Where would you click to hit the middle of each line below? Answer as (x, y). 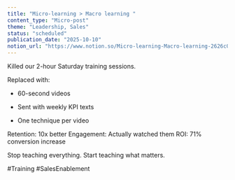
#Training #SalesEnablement (49, 168)
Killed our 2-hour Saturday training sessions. (72, 66)
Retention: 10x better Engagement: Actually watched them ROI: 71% (105, 134)
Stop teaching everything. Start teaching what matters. (86, 155)
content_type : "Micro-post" (48, 20)
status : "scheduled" (37, 33)
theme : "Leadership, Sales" (48, 27)
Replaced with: (29, 80)
